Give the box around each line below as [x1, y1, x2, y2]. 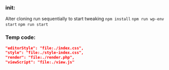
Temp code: [5, 34, 36, 41]
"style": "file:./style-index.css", [5, 50, 84, 55]
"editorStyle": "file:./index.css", [5, 45, 84, 51]
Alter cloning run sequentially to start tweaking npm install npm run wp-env [5, 16, 164, 22]
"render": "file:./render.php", [5, 55, 74, 60]
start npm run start [5, 22, 48, 27]
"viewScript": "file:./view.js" [5, 60, 74, 65]
